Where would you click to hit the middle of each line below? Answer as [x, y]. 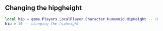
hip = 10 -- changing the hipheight [42, 24]
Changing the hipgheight [44, 8]
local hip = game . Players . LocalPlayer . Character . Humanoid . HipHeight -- [79, 19]
